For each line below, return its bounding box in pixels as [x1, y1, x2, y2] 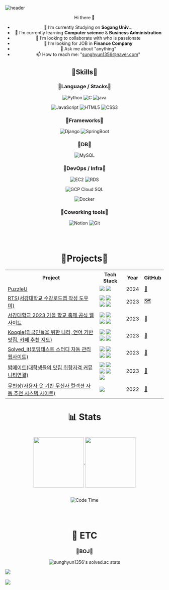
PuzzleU [8, 285, 28, 292]
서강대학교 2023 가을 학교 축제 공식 [8, 312, 88, 319]
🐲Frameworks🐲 [65, 116, 104, 124]
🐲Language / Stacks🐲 [57, 83, 112, 90]
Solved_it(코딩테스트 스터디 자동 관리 [8, 345, 92, 352]
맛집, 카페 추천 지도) [8, 336, 53, 343]
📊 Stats [67, 411, 102, 423]
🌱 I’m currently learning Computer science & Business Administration [15, 30, 162, 35]
